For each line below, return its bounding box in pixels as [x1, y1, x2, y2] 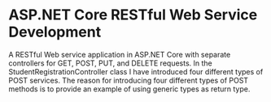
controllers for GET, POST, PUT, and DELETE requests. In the [8, 58, 213, 68]
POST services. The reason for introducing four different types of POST [8, 75, 249, 85]
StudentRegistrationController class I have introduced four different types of [8, 66, 264, 76]
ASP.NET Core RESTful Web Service [8, 6, 258, 24]
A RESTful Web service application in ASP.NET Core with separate [8, 49, 231, 59]
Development [8, 23, 102, 41]
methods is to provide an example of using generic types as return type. [8, 83, 251, 94]
